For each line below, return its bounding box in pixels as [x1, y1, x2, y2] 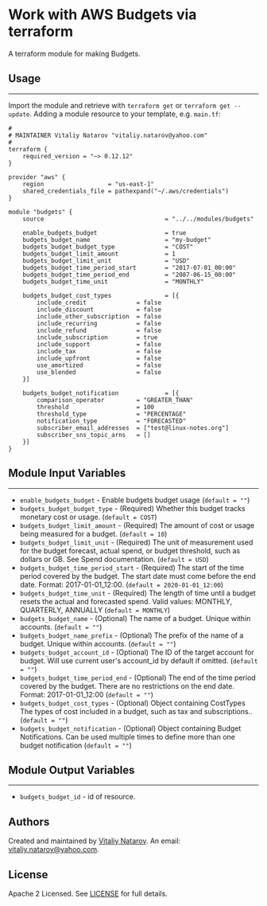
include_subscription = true [37, 333, 158, 342]
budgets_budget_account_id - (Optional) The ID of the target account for [19, 647, 254, 657]
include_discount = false [37, 305, 161, 314]
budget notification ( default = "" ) [19, 740, 133, 750]
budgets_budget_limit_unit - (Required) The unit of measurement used [19, 537, 253, 547]
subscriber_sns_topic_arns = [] [37, 431, 151, 439]
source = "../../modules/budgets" [22, 215, 254, 223]
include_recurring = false [37, 319, 161, 327]
